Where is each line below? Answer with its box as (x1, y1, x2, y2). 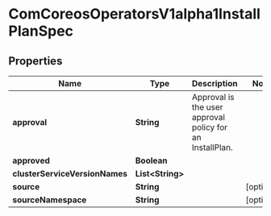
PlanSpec (8, 22, 74, 40)
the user (191, 102, 223, 113)
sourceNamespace (12, 194, 87, 206)
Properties (8, 54, 63, 68)
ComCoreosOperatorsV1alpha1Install (8, 5, 261, 23)
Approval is (191, 92, 236, 102)
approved (12, 155, 51, 166)
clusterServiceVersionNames (12, 168, 127, 179)
